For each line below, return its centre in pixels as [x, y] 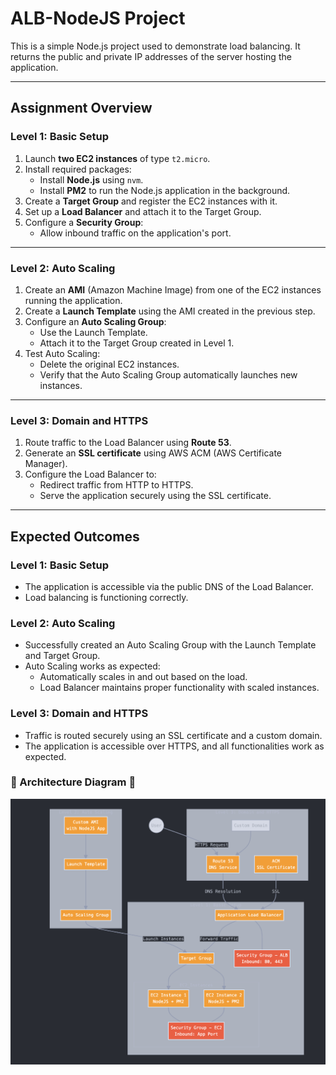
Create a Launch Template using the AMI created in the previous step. [170, 311]
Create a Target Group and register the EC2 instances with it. [151, 201]
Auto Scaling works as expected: [92, 666]
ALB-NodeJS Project [98, 18]
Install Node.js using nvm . [91, 179]
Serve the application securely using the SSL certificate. [155, 496]
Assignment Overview [81, 108]
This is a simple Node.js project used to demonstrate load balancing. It [155, 46]
